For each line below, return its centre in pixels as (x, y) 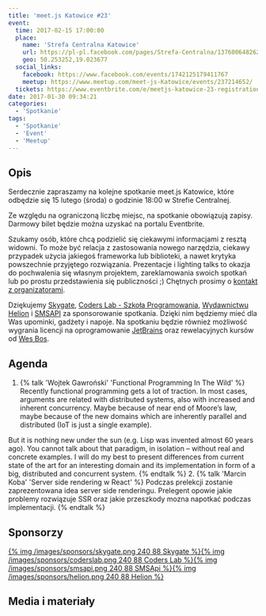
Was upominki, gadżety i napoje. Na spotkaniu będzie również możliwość (128, 322)
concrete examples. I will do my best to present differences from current (126, 457)
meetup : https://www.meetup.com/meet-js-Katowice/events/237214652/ (138, 82)
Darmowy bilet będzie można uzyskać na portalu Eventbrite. (106, 224)
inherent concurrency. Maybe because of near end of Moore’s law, (128, 408)
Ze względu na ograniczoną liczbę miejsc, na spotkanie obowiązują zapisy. (131, 215)
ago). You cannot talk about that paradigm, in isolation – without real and (126, 449)
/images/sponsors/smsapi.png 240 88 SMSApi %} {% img (102, 568)
